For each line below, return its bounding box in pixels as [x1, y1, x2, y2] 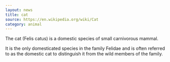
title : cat [5, 12, 28, 17]
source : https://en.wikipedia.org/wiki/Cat [5, 17, 99, 22]
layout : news [5, 7, 33, 13]
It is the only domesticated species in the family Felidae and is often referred [5, 45, 165, 51]
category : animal [5, 21, 42, 27]
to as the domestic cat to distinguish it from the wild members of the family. [5, 51, 163, 57]
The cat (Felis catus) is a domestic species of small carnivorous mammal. [5, 36, 159, 42]
